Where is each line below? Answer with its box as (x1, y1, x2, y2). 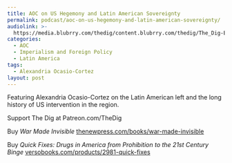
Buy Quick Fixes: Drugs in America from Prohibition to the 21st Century (7, 141, 209, 149)
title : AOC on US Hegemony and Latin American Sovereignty (7, 10, 181, 17)
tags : (7, 61, 23, 68)
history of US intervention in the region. (7, 101, 119, 109)
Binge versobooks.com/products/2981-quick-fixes (7, 148, 151, 156)
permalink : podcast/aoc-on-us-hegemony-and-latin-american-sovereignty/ (7, 17, 221, 23)
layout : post (7, 74, 45, 81)
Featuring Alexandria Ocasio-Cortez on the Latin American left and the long (7, 93, 222, 102)
